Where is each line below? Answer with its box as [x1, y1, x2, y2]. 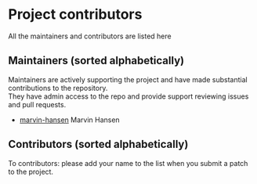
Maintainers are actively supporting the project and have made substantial [8, 74, 248, 84]
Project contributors [8, 5, 143, 23]
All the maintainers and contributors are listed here [8, 31, 172, 41]
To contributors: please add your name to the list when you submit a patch [8, 158, 248, 168]
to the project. [8, 167, 53, 176]
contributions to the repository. [8, 83, 108, 92]
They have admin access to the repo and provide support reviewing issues [8, 92, 249, 101]
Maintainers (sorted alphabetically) [8, 54, 185, 67]
